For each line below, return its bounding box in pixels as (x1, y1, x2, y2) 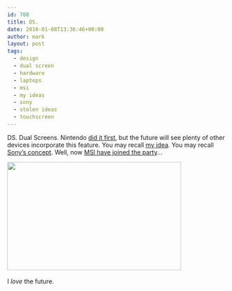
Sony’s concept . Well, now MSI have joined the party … (7, 148, 163, 156)
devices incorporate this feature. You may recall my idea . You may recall (7, 141, 214, 149)
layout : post (7, 40, 45, 48)
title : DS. (7, 18, 39, 26)
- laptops (13, 77, 42, 84)
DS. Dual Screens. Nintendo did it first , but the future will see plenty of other (7, 133, 226, 141)
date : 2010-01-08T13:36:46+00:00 (7, 26, 104, 33)
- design (13, 55, 39, 62)
